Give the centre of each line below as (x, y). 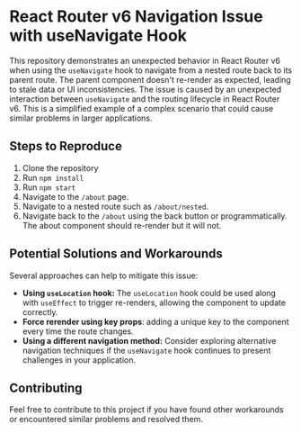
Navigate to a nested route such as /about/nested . (115, 206)
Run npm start (49, 187)
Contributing (46, 388)
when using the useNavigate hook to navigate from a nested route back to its (151, 70)
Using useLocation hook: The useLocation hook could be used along (149, 293)
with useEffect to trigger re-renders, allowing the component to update (154, 302)
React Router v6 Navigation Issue (136, 17)
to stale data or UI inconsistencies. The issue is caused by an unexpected (146, 89)
